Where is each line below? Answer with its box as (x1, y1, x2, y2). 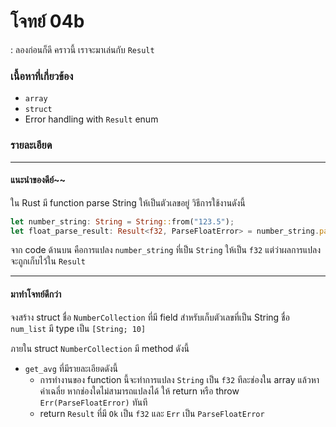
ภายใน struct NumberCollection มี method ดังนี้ (10, 342, 190, 354)
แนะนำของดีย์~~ (10, 174, 67, 186)
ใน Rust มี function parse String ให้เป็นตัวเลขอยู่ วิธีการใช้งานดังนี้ (10, 196, 246, 209)
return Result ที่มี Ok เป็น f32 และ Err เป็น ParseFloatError (39, 407, 265, 419)
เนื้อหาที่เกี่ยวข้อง (10, 69, 74, 83)
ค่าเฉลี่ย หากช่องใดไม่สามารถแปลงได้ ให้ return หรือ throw (39, 385, 240, 397)
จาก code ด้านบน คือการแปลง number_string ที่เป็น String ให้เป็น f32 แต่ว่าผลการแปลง (10, 244, 322, 256)
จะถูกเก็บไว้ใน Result (10, 255, 86, 267)
